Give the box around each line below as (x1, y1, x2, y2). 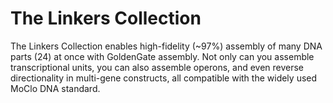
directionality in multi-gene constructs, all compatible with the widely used (10, 72, 318, 84)
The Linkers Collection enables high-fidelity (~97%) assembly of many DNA (10, 40, 323, 52)
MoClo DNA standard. (10, 82, 101, 94)
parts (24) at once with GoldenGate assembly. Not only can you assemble (10, 50, 315, 62)
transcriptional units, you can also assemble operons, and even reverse (10, 61, 305, 73)
